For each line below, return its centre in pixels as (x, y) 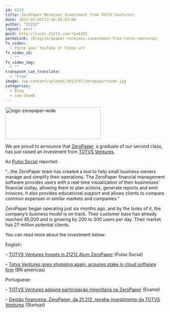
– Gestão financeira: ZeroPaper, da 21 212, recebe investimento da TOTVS (83, 300)
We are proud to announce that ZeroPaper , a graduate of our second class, (84, 147)
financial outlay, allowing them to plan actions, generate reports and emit (81, 188)
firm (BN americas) (25, 270)
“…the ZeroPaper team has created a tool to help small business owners (81, 172)
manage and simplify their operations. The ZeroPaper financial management (85, 177)
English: (13, 245)
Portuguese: (18, 280)
